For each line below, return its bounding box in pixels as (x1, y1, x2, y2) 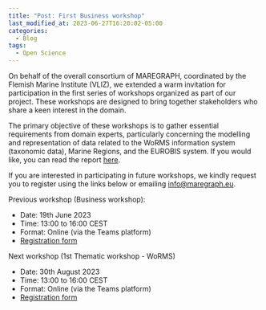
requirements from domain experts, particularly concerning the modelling (8, 129, 251, 139)
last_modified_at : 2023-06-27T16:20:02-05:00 (8, 19, 163, 27)
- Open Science (15, 49, 66, 57)
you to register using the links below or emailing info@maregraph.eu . (8, 179, 236, 189)
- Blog (15, 34, 38, 43)
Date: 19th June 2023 (19, 210, 91, 219)
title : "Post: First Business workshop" (8, 11, 146, 20)
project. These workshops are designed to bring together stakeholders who (8, 97, 258, 106)
